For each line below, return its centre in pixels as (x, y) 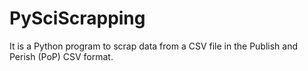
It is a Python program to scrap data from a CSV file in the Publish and (154, 46)
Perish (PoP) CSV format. (61, 56)
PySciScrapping (77, 18)
